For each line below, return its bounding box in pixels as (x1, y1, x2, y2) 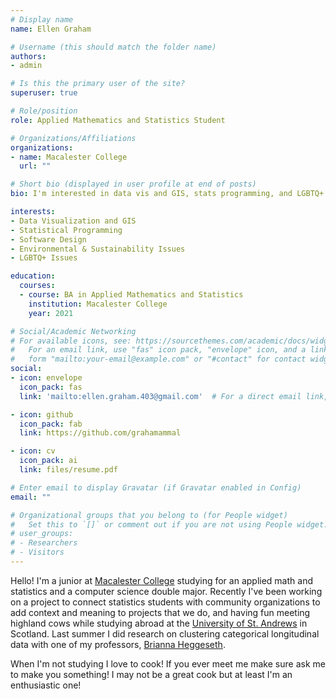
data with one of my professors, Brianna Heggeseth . (10, 638, 226, 650)
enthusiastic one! (10, 679, 82, 691)
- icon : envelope (10, 373, 83, 383)
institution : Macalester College (28, 299, 168, 309)
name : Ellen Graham (10, 24, 92, 34)
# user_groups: (10, 529, 74, 539)
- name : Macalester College (10, 152, 128, 162)
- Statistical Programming (10, 225, 123, 235)
